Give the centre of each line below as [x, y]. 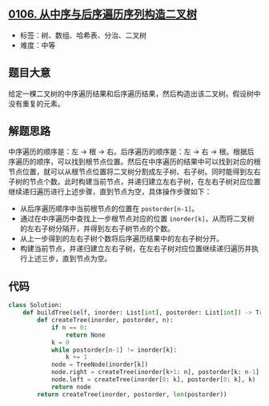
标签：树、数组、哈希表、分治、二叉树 [83, 35]
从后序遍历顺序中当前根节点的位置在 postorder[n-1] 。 [109, 209]
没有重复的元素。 [36, 103]
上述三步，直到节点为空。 [69, 259]
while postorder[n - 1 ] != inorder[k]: [114, 350]
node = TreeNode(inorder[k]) [100, 365]
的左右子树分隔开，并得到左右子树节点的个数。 [97, 229]
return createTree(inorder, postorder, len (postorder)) [132, 394]
